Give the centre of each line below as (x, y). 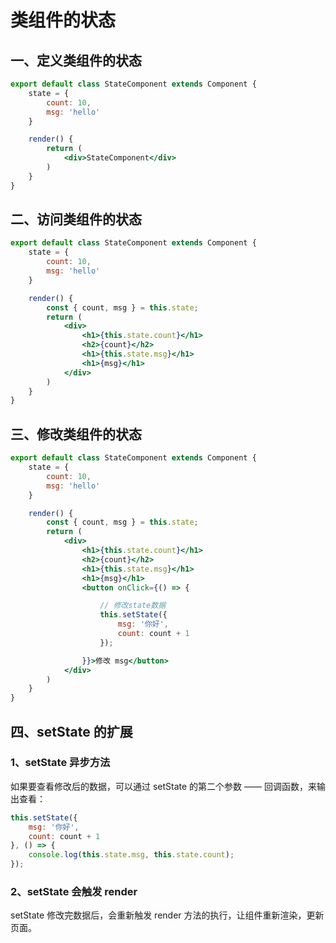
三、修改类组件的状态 (76, 434)
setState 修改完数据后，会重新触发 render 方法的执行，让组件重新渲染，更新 (167, 915)
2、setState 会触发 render (74, 891)
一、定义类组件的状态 (76, 60)
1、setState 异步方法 (60, 763)
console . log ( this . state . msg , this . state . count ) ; (131, 855)
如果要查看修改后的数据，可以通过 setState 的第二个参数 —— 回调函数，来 (163, 786)
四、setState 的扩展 (71, 731)
